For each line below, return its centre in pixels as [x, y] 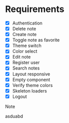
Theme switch [27, 45]
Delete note [24, 29]
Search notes [26, 68]
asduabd [14, 116]
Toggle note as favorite [36, 40]
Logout [20, 96]
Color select [25, 51]
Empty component [31, 79]
